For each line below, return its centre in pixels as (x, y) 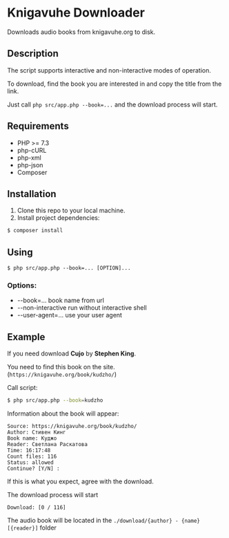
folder (48, 528)
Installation (32, 194)
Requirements (38, 126)
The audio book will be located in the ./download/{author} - (93, 521)
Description (33, 54)
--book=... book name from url (61, 300)
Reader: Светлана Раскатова (48, 445)
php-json (30, 165)
